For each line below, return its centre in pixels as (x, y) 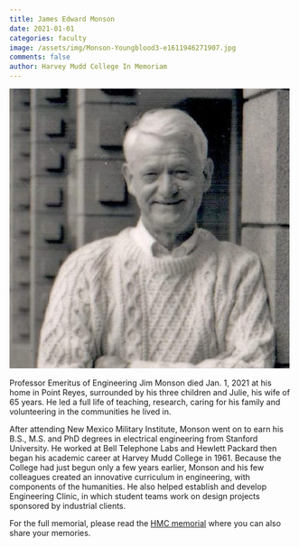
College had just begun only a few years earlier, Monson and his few (137, 468)
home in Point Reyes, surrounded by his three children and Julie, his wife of (150, 392)
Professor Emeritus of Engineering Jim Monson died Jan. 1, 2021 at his (141, 383)
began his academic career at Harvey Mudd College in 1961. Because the (145, 458)
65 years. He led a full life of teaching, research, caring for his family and (145, 402)
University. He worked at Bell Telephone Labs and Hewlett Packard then (143, 448)
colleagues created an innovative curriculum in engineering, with (130, 477)
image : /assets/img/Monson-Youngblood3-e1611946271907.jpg (123, 48)
